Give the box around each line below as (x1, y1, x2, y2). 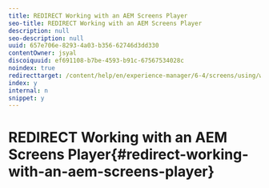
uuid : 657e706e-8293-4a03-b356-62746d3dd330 (8, 42, 159, 50)
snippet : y (8, 94, 45, 102)
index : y (8, 79, 38, 87)
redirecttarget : (8, 72, 62, 80)
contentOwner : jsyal (8, 49, 78, 57)
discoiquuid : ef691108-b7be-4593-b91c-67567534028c (8, 57, 184, 65)
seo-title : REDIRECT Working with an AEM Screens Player (8, 19, 203, 27)
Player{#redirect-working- (67, 145, 249, 164)
